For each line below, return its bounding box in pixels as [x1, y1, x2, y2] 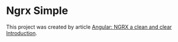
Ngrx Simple [6, 4, 69, 17]
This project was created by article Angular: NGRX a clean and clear [6, 23, 172, 30]
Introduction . [6, 29, 37, 36]
